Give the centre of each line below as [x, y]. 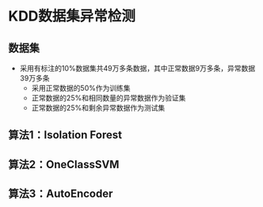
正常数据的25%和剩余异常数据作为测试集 [98, 108]
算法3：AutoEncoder [61, 194]
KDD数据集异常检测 [72, 16]
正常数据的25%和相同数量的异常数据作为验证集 [109, 98]
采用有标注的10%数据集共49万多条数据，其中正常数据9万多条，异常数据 [137, 68]
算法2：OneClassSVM [64, 164]
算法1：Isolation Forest [65, 135]
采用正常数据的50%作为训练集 [81, 88]
